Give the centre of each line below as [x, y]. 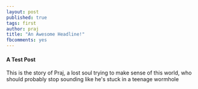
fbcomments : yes [27, 40]
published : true [27, 18]
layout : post [23, 12]
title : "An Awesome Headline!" [46, 35]
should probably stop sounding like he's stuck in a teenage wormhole [93, 79]
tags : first [21, 23]
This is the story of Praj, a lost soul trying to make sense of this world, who [99, 73]
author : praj [23, 29]
